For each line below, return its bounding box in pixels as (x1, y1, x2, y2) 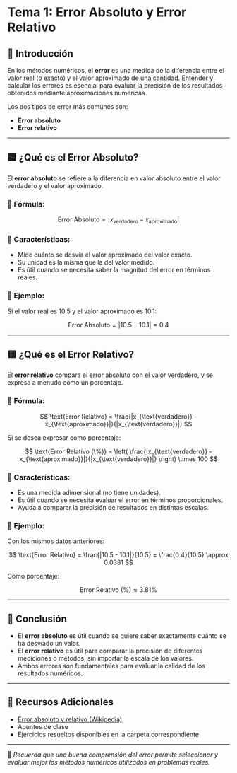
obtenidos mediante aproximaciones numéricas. (7, 89, 147, 97)
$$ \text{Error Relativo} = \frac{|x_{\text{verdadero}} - (39, 412, 197, 421)
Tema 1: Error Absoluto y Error (7, 4, 187, 21)
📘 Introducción (7, 47, 73, 59)
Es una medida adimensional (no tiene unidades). (17, 488, 161, 496)
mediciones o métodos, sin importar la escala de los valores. (17, 654, 194, 663)
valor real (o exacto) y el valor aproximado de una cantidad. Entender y (7, 74, 214, 82)
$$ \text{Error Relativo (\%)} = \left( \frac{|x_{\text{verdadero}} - (24, 447, 213, 455)
